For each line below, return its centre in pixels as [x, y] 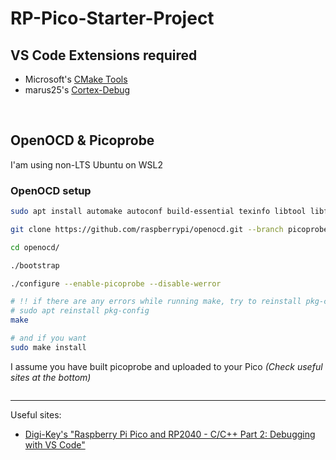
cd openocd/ [35, 247]
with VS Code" [55, 444]
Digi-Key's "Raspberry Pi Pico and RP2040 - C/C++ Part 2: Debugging [170, 434]
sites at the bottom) [51, 377]
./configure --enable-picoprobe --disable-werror [116, 283]
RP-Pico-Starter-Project [112, 18]
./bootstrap [35, 265]
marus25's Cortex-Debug [77, 90]
